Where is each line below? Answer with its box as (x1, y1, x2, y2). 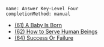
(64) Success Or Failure (14, 34, 73, 42)
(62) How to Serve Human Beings (14, 28, 98, 35)
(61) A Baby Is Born (14, 22, 63, 28)
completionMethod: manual (5, 11, 70, 17)
